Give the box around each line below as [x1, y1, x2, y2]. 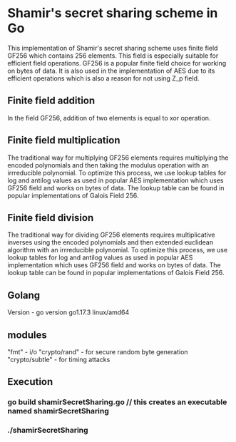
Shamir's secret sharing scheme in [7, 5, 218, 21]
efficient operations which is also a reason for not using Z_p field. [7, 73, 200, 83]
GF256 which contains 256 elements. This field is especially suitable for [7, 51, 219, 60]
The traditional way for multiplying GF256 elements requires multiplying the [7, 153, 229, 162]
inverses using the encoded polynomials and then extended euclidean [7, 238, 214, 247]
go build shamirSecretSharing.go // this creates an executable [7, 397, 227, 407]
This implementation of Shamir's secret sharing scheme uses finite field [7, 43, 218, 52]
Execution [7, 376, 53, 388]
